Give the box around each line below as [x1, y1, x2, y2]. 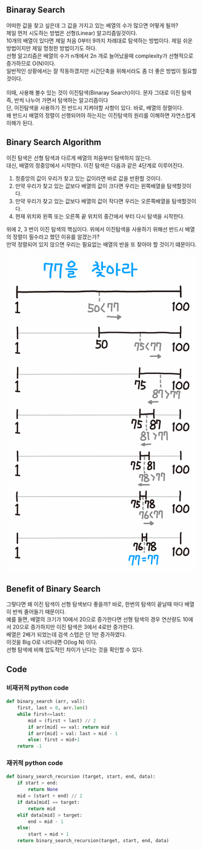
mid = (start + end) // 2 [17, 793, 83, 799]
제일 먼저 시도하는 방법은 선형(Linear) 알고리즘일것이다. [6, 29, 138, 36]
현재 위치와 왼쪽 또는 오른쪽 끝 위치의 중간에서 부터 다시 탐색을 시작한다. [15, 212, 185, 220]
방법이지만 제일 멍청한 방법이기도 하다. [6, 44, 97, 52]
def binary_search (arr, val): [6, 698, 85, 705]
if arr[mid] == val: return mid [28, 724, 110, 730]
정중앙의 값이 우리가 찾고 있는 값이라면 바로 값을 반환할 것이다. [15, 174, 162, 182]
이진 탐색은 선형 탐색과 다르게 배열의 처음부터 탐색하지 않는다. [6, 154, 152, 161]
